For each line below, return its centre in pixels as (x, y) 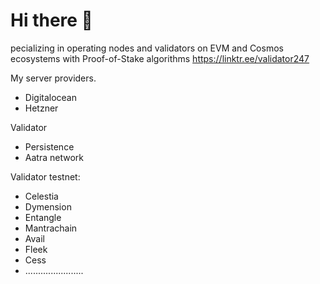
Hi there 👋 (51, 20)
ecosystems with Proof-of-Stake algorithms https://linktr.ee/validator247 (160, 58)
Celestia (41, 196)
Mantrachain (51, 228)
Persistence (49, 146)
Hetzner (41, 108)
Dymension (48, 206)
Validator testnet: (45, 176)
